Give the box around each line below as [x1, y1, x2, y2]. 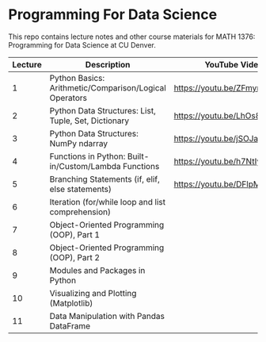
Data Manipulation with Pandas [49, 310, 165, 321]
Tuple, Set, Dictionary [49, 115, 130, 126]
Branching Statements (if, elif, [49, 173, 160, 184]
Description [85, 59, 131, 70]
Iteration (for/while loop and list [49, 196, 166, 207]
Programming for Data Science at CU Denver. [8, 40, 156, 49]
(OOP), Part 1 [49, 229, 101, 240]
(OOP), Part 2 [49, 252, 101, 263]
